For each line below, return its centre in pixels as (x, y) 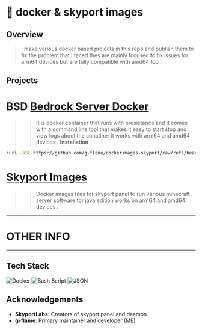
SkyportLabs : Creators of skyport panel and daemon (81, 314)
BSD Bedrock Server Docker (78, 106)
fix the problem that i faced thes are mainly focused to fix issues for (105, 55)
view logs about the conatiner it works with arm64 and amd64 (113, 136)
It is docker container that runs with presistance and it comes (112, 123)
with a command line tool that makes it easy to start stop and (111, 129)
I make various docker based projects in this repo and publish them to (107, 49)
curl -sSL (19, 153)
